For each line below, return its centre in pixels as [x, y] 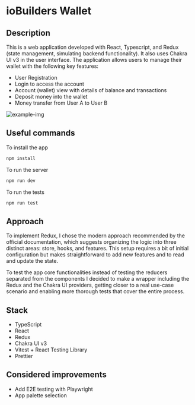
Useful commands [41, 133]
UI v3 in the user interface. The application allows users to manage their [94, 60]
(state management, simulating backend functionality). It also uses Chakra [97, 54]
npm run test [22, 203]
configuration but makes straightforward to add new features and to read [95, 255]
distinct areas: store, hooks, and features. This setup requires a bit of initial [97, 249]
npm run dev [21, 180]
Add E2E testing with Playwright [54, 389]
